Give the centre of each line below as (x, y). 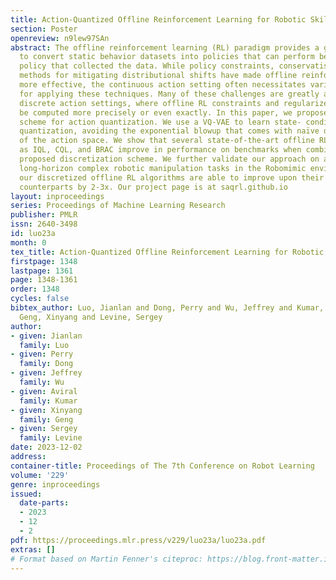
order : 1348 (35, 289)
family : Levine (51, 438)
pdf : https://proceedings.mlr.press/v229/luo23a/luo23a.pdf (138, 540)
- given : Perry (42, 354)
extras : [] (33, 549)
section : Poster (44, 29)
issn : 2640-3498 (44, 224)
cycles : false (40, 299)
